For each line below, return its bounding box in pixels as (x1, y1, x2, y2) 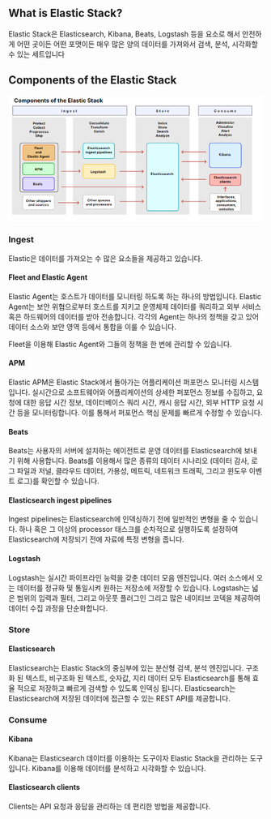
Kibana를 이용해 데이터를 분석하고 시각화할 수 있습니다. (32, 763, 206, 773)
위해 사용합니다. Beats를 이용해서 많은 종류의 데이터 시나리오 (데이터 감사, (16, 456, 250, 465)
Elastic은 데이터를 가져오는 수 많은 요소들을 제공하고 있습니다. (8, 253, 203, 263)
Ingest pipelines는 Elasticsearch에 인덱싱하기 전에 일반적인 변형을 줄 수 (8, 514, 237, 524)
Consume (8, 714, 48, 725)
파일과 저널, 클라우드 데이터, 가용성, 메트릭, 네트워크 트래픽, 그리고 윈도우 (16, 466, 248, 476)
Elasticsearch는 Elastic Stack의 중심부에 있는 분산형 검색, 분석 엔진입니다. (8, 662, 244, 672)
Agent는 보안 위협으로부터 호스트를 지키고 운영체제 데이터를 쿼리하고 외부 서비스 (8, 302, 261, 311)
